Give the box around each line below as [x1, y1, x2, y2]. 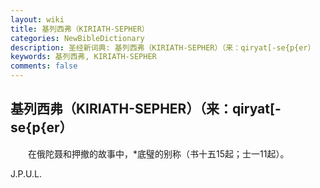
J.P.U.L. [10, 167, 42, 180]
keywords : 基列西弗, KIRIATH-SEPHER [10, 52, 157, 62]
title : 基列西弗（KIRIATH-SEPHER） [10, 24, 150, 34]
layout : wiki [10, 14, 65, 25]
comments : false [10, 61, 78, 71]
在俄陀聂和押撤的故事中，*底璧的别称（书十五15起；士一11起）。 [27, 147, 290, 160]
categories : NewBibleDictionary [10, 33, 145, 43]
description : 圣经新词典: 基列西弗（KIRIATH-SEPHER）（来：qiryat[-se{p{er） [10, 42, 316, 53]
